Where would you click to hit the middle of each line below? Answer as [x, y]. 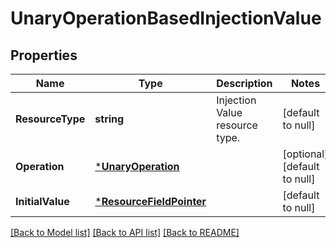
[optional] [305, 154]
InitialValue [42, 201]
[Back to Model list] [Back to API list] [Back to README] [125, 232]
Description [244, 83]
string [109, 119]
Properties [44, 55]
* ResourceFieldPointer [150, 201]
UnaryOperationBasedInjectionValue [166, 18]
